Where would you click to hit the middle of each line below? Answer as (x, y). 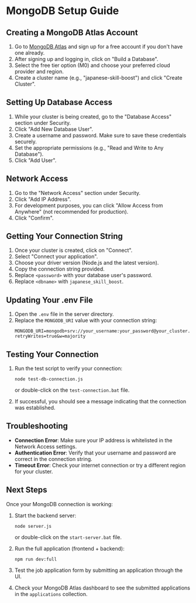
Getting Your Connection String (64, 236)
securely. (25, 142)
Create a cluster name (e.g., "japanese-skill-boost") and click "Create (98, 78)
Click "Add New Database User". (54, 129)
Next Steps (27, 490)
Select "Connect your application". (56, 257)
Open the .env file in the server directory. (64, 314)
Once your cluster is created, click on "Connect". (73, 250)
